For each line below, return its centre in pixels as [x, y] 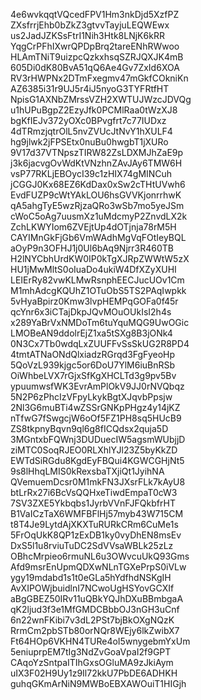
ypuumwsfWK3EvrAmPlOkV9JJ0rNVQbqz [97, 386]
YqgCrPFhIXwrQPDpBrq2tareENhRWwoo [95, 46]
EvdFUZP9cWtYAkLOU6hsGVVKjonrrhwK [96, 195]
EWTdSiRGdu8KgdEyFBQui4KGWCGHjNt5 [97, 460]
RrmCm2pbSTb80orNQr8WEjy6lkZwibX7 [95, 630]
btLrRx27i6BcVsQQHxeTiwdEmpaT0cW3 [94, 492]
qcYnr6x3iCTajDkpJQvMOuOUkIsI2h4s [91, 312]
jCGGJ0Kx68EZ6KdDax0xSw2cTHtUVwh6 [98, 184]
